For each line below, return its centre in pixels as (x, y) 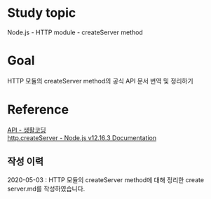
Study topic (42, 13)
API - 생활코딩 (27, 130)
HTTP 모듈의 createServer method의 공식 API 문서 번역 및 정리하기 (101, 81)
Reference (38, 110)
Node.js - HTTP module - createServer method (75, 32)
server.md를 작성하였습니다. (46, 188)
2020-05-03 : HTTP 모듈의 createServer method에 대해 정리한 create (106, 179)
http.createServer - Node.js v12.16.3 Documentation (82, 137)
